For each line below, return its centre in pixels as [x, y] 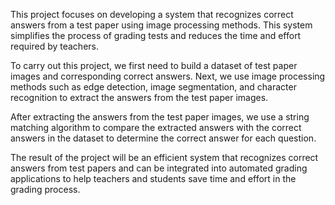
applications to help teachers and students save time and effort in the [153, 178]
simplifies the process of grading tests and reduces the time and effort [156, 35]
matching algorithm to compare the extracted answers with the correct [156, 127]
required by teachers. [54, 46]
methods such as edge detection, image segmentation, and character [153, 87]
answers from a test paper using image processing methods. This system [161, 25]
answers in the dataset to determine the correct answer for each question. [163, 138]
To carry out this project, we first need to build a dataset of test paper [154, 65]
